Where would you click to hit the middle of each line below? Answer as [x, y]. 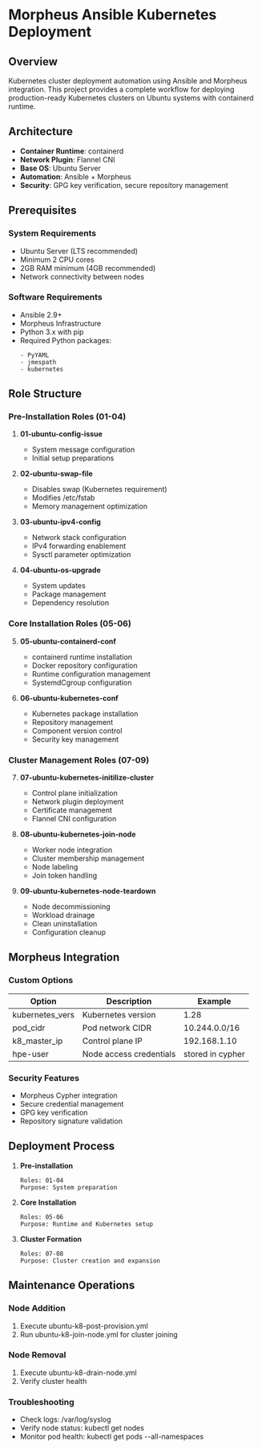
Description [129, 1001]
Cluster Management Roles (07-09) [79, 759]
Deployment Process [62, 1146]
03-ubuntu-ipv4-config [60, 522]
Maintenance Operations [72, 1285]
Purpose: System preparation [69, 1187]
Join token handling [64, 876]
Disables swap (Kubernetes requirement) [99, 489]
